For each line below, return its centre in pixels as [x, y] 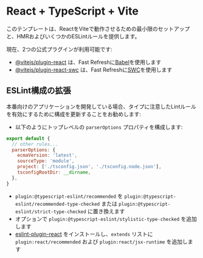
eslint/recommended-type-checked [57, 204]
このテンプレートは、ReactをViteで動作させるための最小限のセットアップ [98, 29]
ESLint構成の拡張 [39, 91]
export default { [28, 138]
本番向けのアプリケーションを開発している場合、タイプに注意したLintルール [101, 106]
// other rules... [35, 144]
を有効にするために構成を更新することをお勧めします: [74, 114]
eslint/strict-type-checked [50, 212]
